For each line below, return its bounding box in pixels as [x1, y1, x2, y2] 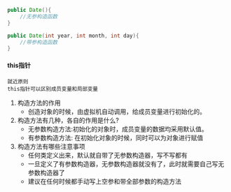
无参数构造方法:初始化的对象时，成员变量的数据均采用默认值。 [27, 125, 208, 133]
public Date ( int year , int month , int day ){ [7, 32, 139, 39]
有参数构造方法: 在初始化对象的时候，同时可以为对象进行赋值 [27, 133, 204, 142]
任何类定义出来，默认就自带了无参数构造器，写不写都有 [27, 151, 188, 160]
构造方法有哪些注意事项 [17, 142, 85, 151]
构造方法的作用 [17, 98, 61, 108]
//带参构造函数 [20, 38, 58, 45]
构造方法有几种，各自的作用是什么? [17, 116, 119, 125]
